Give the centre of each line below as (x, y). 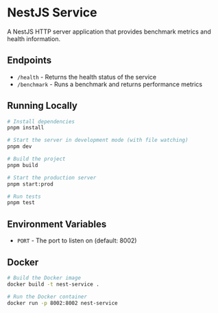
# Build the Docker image (44, 278)
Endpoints (29, 61)
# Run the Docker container (47, 297)
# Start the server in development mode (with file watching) (98, 140)
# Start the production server (52, 177)
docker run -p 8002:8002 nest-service (62, 303)
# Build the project (37, 159)
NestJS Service (52, 13)
